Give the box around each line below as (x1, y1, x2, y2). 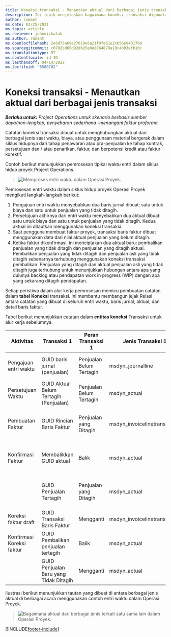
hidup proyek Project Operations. (5, 167, 75, 173)
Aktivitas (11, 338, 34, 345)
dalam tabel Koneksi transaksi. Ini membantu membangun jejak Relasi (5, 293, 153, 299)
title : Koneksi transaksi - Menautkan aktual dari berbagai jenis (5, 7, 149, 13)
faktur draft (8, 519, 35, 526)
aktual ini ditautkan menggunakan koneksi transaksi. (12, 223, 123, 230)
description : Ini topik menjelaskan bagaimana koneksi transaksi (5, 12, 147, 17)
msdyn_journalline (109, 362, 154, 369)
